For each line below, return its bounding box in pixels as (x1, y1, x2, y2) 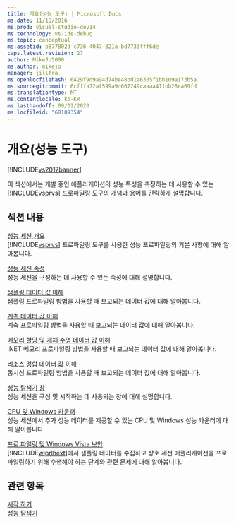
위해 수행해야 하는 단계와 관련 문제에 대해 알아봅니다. (37, 457, 182, 466)
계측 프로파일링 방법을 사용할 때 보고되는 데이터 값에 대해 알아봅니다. (7, 321, 195, 329)
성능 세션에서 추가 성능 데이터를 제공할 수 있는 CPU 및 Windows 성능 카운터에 (7, 416, 222, 424)
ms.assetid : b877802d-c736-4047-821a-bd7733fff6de (7, 43, 159, 50)
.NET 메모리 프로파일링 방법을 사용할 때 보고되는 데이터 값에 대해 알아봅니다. (7, 344, 217, 353)
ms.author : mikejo (7, 63, 61, 70)
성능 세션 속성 (7, 264, 46, 273)
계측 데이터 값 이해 (7, 311, 58, 320)
